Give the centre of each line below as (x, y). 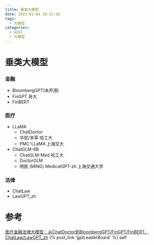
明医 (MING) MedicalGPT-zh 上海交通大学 (61, 166)
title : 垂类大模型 (22, 10)
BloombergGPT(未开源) (36, 90)
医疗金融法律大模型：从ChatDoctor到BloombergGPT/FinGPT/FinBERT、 (77, 232)
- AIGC (16, 32)
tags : (11, 19)
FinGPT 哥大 (25, 97)
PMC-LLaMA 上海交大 (42, 143)
